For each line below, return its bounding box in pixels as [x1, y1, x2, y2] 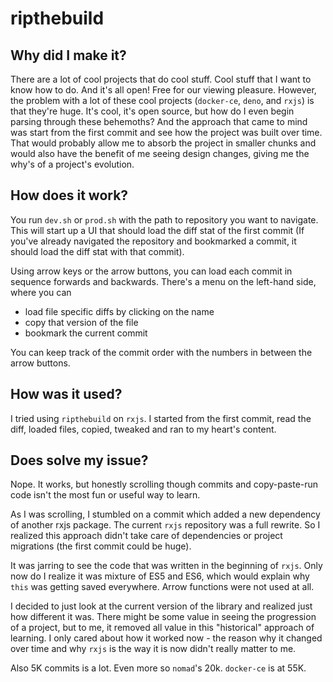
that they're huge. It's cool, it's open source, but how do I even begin [10, 105, 295, 117]
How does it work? [10, 187, 129, 204]
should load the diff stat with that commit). [10, 245, 185, 257]
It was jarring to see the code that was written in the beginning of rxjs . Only [10, 560, 323, 572]
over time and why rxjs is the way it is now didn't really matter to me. [10, 643, 297, 655]
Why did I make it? [10, 47, 127, 64]
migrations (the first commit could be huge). [10, 540, 192, 552]
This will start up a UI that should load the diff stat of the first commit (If [10, 224, 305, 236]
